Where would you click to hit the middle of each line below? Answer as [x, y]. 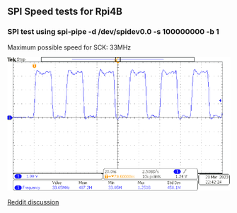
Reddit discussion [33, 202]
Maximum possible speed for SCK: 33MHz [69, 47]
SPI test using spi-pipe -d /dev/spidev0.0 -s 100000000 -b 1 [113, 32]
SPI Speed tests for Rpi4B [65, 12]
